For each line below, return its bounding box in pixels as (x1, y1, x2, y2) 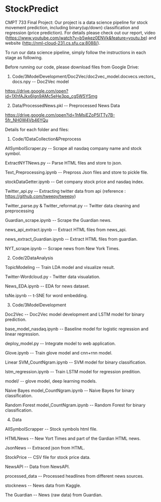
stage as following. (5, 54, 43, 60)
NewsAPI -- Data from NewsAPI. (5, 464, 70, 469)
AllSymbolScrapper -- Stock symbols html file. (5, 426, 98, 432)
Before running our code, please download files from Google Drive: (5, 64, 139, 70)
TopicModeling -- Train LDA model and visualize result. (5, 264, 115, 270)
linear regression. (5, 331, 40, 337)
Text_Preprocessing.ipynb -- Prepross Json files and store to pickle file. (5, 169, 149, 175)
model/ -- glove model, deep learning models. (5, 378, 97, 384)
